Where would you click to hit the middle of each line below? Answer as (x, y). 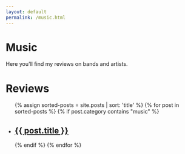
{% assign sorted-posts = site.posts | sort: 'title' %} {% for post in (97, 105)
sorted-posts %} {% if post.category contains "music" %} (87, 112)
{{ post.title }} (42, 130)
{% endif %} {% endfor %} (48, 145)
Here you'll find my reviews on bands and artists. (67, 64)
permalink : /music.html (36, 18)
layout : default (26, 12)
